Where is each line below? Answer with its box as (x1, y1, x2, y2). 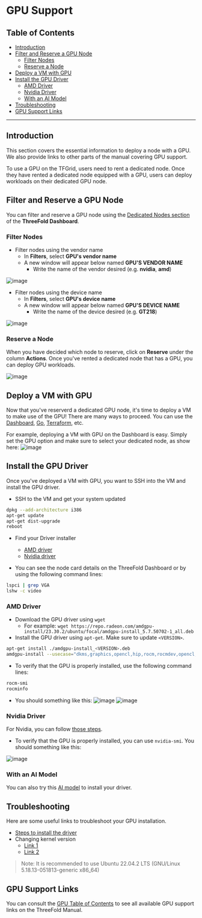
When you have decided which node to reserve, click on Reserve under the (6, 348, 194, 356)
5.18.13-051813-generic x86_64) (20, 866, 100, 874)
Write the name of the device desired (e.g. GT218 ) (32, 308, 158, 315)
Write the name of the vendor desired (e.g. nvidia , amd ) (32, 265, 172, 272)
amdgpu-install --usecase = (6, 652, 74, 658)
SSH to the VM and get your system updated (14, 495, 126, 502)
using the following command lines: (14, 571, 103, 578)
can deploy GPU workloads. (6, 361, 76, 368)
